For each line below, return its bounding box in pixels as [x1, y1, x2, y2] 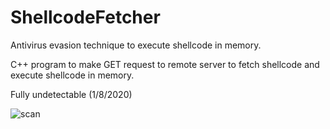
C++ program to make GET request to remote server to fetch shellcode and [10, 58, 320, 70]
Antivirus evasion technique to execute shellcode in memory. [10, 39, 262, 51]
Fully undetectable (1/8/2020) [10, 88, 133, 100]
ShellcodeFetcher [10, 6, 161, 29]
